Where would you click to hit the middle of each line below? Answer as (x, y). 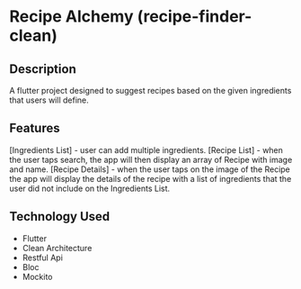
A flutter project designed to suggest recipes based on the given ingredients (150, 90)
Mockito (37, 276)
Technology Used (60, 217)
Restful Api (42, 257)
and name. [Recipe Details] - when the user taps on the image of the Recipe (150, 169)
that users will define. (49, 100)
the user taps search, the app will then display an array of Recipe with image (151, 159)
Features (35, 128)
